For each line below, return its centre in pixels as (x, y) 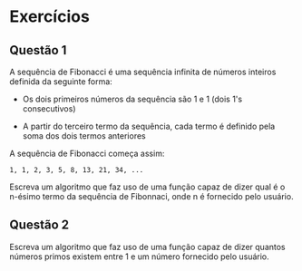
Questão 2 (39, 225)
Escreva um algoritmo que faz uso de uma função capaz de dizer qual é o (147, 187)
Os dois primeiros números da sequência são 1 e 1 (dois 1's (132, 99)
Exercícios (50, 17)
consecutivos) (49, 109)
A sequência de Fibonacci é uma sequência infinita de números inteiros (143, 72)
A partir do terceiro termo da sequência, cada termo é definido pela (149, 126)
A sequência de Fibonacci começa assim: (87, 153)
